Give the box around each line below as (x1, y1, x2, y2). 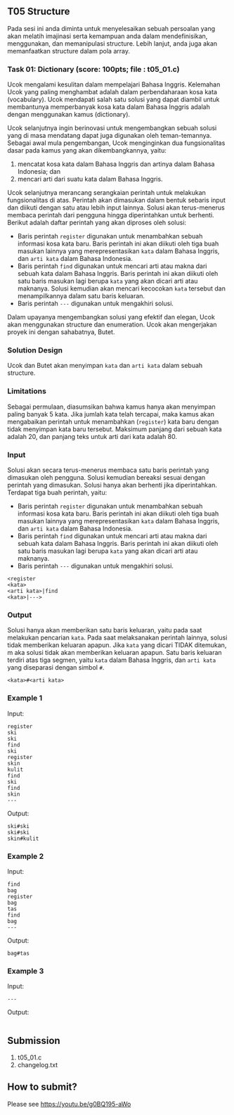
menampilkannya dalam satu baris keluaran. (17, 292, 145, 300)
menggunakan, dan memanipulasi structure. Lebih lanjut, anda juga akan (7, 39, 218, 48)
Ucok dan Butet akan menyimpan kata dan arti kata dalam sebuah (7, 362, 203, 370)
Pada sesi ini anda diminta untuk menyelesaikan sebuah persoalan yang (7, 24, 216, 32)
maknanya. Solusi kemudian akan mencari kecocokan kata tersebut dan (17, 284, 226, 293)
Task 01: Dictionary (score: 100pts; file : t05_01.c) (7, 64, 180, 74)
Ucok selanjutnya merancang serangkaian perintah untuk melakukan (7, 189, 206, 197)
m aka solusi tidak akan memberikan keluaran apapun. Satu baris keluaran (7, 649, 223, 657)
